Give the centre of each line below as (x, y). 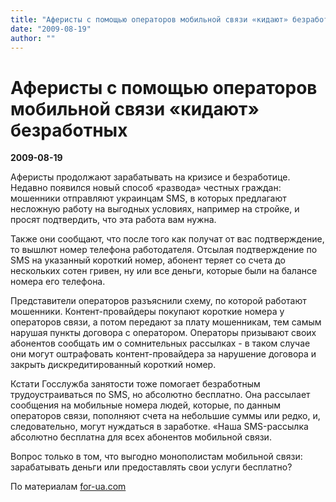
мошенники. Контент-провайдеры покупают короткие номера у (147, 312)
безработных (69, 130)
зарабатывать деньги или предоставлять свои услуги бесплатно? (151, 467)
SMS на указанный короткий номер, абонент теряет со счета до (148, 260)
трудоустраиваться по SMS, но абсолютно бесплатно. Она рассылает (160, 395)
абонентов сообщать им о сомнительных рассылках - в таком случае (160, 343)
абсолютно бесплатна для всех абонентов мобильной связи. (141, 437)
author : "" (33, 38)
